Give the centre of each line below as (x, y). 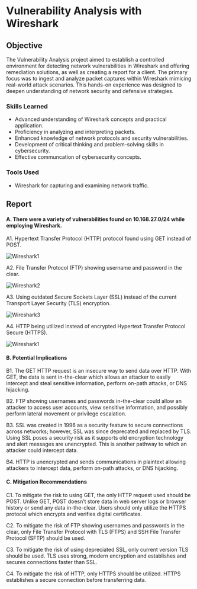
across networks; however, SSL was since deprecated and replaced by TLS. (99, 431)
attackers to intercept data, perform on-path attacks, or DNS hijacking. (92, 468)
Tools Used (23, 172)
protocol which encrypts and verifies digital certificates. (74, 514)
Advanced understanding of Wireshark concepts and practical (91, 119)
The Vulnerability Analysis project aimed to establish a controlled (85, 60)
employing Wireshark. (34, 225)
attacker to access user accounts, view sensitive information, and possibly (97, 408)
